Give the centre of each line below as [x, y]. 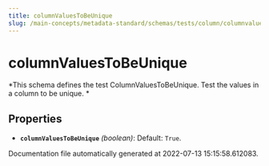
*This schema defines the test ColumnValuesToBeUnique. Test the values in [134, 85]
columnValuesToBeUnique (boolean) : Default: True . [100, 138]
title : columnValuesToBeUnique [60, 16]
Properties [35, 118]
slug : [17, 23]
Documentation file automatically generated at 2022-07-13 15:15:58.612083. [133, 154]
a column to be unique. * [49, 94]
